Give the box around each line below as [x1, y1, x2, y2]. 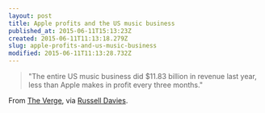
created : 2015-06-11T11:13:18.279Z [8, 34, 128, 43]
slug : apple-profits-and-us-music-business [8, 42, 158, 50]
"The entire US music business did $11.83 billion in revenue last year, [27, 72, 257, 81]
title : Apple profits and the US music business [8, 19, 175, 27]
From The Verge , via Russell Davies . [8, 96, 128, 105]
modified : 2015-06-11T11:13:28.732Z [8, 49, 132, 57]
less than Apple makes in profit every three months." [27, 80, 204, 90]
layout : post [8, 11, 53, 20]
